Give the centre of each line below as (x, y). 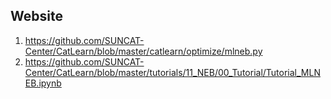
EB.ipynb (43, 83)
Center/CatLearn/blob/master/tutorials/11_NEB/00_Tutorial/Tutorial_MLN (172, 72)
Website (36, 16)
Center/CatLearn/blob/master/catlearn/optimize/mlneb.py (143, 51)
